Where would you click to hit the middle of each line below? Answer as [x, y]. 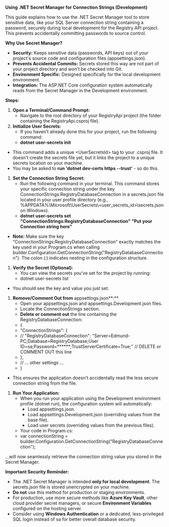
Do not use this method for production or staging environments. [79, 492]
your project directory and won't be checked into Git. [67, 69]
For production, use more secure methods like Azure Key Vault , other [85, 498]
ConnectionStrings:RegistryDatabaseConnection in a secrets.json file [92, 194]
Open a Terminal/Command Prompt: [51, 110]
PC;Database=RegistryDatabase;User [59, 341]
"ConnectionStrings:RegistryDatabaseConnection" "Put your [86, 221]
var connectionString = [44, 436]
